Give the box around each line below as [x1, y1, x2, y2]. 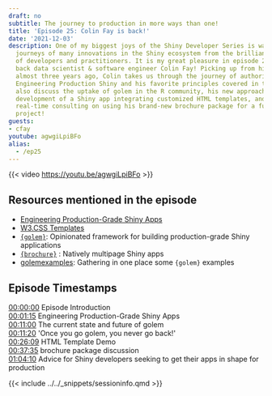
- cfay [8, 125, 31, 133]
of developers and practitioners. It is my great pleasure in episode [15, 57, 259, 66]
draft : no [8, 11, 42, 20]
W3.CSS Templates [19, 224, 85, 233]
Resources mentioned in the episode [8, 193, 198, 207]
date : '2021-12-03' [8, 34, 74, 43]
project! [15, 110, 45, 118]
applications [19, 241, 62, 250]
